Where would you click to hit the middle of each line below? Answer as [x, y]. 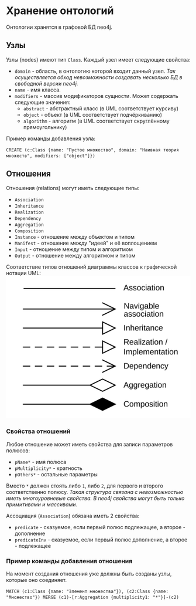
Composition [29, 231]
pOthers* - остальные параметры [56, 474]
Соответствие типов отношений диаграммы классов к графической [92, 267]
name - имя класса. [38, 90]
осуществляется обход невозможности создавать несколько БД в [98, 77]
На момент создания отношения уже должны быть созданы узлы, [89, 574]
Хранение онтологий [60, 11]
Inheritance [29, 206]
